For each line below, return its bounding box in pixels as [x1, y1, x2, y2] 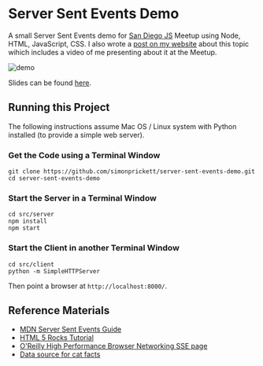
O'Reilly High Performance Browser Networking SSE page [19, 342, 208, 351]
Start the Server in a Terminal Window [8, 192, 157, 203]
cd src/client [8, 261, 55, 268]
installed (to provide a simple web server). [8, 130, 145, 139]
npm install [8, 217, 47, 225]
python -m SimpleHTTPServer [8, 267, 101, 275]
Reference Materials [8, 304, 110, 317]
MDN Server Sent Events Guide [19, 324, 122, 335]
